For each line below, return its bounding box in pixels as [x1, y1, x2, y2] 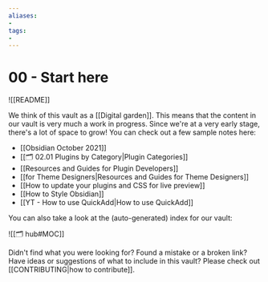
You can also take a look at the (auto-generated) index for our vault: [8, 213, 233, 223]
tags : [8, 26, 26, 34]
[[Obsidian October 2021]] [19, 143, 107, 153]
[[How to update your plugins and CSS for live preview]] [19, 181, 205, 191]
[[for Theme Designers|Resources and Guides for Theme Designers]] [19, 172, 250, 182]
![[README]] [8, 95, 51, 105]
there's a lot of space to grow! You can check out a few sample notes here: [8, 127, 257, 137]
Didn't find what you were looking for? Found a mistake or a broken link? [8, 248, 247, 257]
